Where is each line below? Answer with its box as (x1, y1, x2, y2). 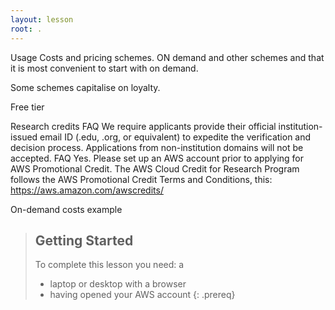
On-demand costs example (10, 203, 123, 215)
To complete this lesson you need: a (34, 259, 185, 271)
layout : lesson (10, 14, 74, 25)
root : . (10, 24, 43, 34)
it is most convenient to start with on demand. (10, 62, 199, 74)
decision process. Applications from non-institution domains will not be (10, 141, 304, 153)
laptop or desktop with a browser (49, 278, 187, 290)
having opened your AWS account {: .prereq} (49, 289, 236, 301)
